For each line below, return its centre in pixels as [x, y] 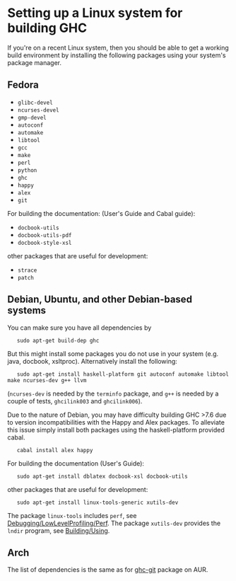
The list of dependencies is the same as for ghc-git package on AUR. [108, 570]
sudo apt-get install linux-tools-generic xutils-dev [98, 502]
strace [27, 270]
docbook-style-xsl [45, 243]
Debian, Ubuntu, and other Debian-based [100, 300]
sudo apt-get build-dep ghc [58, 340]
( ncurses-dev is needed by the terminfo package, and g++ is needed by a [113, 393]
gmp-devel [32, 117]
